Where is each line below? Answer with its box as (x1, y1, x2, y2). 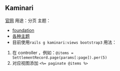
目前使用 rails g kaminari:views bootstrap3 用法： (12, 39, 117, 45)
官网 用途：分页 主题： (5, 17, 51, 24)
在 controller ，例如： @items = (12, 49, 74, 55)
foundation (12, 27, 34, 33)
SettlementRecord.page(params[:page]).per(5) (12, 55, 107, 60)
